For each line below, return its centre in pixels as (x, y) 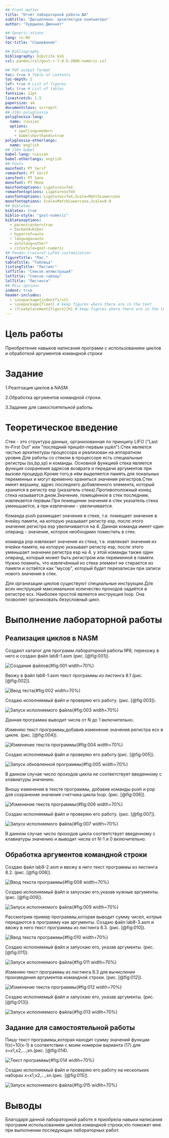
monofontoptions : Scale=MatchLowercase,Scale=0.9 (58, 201)
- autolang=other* (29, 244)
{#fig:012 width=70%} (99, 987)
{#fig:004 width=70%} (100, 745)
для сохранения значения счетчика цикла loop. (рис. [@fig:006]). (75, 794)
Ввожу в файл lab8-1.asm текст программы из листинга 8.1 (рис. (74, 675)
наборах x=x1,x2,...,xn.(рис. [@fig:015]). (47, 1075)
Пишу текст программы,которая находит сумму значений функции (77, 1040)
